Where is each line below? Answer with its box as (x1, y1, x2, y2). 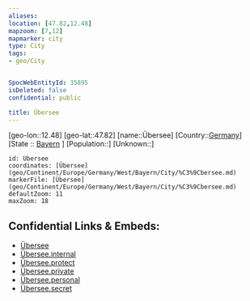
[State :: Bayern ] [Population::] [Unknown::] (8, 139, 155, 149)
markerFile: (8, 176, 49, 184)
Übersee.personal (19, 275, 81, 285)
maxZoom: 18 (8, 197, 49, 206)
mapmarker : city (8, 34, 63, 43)
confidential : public (8, 94, 82, 102)
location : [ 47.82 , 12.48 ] (8, 19, 92, 28)
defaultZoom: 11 (8, 190, 63, 198)
